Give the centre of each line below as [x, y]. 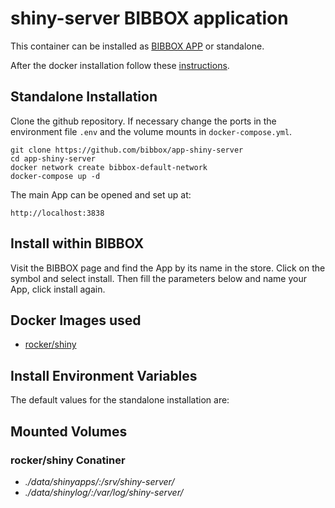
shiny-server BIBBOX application [149, 18]
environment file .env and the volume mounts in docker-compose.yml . [151, 131]
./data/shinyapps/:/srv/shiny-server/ [99, 481]
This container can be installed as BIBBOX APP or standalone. [137, 46]
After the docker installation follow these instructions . [120, 65]
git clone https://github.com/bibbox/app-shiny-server [127, 150]
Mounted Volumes [69, 431]
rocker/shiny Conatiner [68, 460]
